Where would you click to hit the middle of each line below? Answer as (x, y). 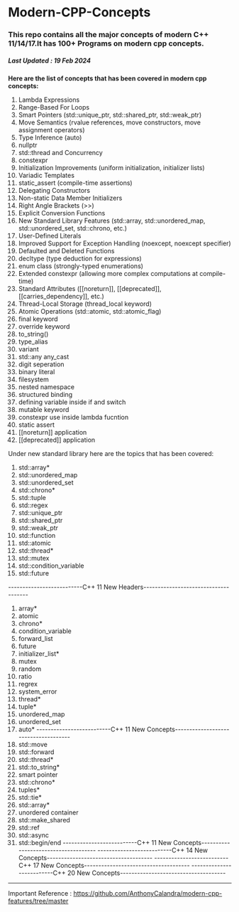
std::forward (36, 752)
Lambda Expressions (49, 100)
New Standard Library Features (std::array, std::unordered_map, (112, 221)
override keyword (44, 327)
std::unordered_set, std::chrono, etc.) (72, 228)
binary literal (37, 372)
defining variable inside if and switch (72, 402)
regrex (28, 684)
